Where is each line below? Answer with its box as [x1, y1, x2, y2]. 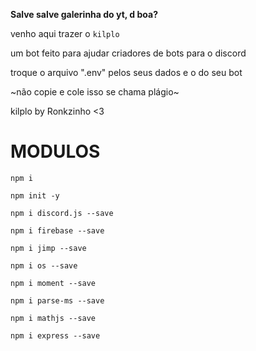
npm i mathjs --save [10, 313, 97, 323]
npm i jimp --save [10, 243, 87, 253]
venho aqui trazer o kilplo [10, 28, 120, 39]
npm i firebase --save [10, 225, 105, 236]
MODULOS [10, 140, 101, 163]
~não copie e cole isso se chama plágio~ [10, 86, 180, 98]
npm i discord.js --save [10, 208, 114, 218]
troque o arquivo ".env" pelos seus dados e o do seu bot [10, 67, 243, 78]
